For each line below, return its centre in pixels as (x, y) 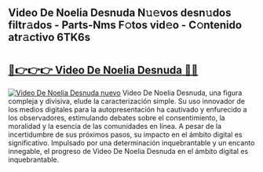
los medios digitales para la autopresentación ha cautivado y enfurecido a (128, 110)
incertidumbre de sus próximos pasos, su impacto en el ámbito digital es (125, 134)
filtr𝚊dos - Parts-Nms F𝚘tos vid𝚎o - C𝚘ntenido (125, 26)
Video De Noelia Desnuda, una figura (182, 93)
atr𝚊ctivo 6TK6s (49, 37)
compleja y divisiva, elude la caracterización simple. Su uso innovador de (127, 101)
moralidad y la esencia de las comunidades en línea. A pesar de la (115, 126)
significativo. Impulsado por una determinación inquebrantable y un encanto (131, 143)
